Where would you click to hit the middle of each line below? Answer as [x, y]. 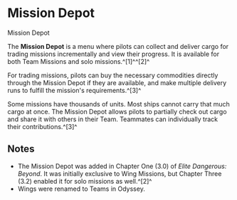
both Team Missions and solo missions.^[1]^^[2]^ [79, 61]
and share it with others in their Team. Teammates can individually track [113, 119]
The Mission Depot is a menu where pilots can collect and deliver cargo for [118, 46]
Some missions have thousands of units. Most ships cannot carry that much [118, 104]
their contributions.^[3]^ [42, 126]
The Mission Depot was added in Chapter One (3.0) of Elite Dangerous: [122, 166]
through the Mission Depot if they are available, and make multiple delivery [117, 82]
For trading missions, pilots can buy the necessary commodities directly [113, 75]
